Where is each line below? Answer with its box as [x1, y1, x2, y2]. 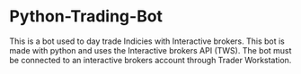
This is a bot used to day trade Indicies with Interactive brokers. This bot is [9, 36, 285, 46]
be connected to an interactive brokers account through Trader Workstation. [9, 54, 292, 65]
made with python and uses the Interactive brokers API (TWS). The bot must [9, 45, 292, 55]
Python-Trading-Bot [9, 6, 164, 27]
